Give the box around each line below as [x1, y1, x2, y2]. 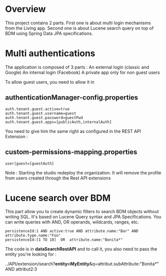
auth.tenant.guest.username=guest [5, 110, 77, 116]
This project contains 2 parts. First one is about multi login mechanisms [5, 20, 151, 26]
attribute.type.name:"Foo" [5, 233, 61, 238]
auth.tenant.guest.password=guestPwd [5, 115, 83, 120]
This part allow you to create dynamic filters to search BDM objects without [5, 209, 159, 215]
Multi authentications [5, 48, 96, 59]
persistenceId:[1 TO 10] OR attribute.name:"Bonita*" [5, 237, 123, 242]
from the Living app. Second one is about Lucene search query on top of [5, 25, 154, 31]
